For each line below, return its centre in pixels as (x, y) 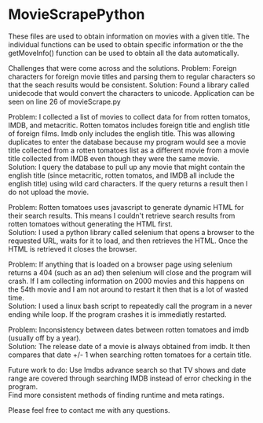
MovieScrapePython (77, 15)
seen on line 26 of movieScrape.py (65, 101)
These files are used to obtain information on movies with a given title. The (129, 36)
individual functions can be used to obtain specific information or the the (126, 44)
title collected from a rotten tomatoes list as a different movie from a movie (129, 150)
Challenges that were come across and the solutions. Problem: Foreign (122, 68)
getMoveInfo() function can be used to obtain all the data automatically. (124, 53)
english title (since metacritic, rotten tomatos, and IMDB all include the (122, 175)
